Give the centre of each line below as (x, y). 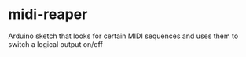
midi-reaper (48, 14)
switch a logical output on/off (56, 44)
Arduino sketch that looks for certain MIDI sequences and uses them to (123, 36)
